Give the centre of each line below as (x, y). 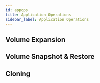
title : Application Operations (38, 15)
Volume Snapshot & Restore (50, 57)
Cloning (18, 74)
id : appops (17, 10)
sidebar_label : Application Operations (47, 19)
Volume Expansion (35, 39)
